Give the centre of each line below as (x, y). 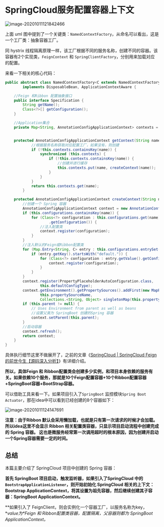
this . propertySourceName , (66, 295)
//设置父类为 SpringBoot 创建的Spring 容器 (72, 313)
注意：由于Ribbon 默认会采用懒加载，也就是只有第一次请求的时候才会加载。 (81, 420)
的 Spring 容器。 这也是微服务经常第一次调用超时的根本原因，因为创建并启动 (82, 432)
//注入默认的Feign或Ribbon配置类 (53, 245)
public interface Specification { (49, 100)
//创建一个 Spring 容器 (45, 204)
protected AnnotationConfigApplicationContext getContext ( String (82, 140)
